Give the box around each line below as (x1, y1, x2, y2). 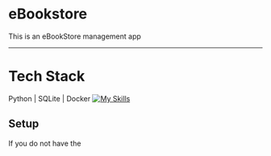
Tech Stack (8, 68, 85, 85)
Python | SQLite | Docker (8, 93, 91, 103)
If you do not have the (8, 138, 81, 148)
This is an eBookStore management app (8, 31, 141, 41)
